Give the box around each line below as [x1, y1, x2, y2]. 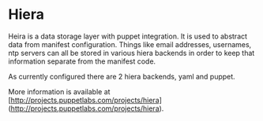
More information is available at [8, 86, 111, 96]
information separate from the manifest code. [8, 57, 156, 66]
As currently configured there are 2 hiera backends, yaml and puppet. [8, 71, 235, 81]
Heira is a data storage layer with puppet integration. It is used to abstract [8, 31, 247, 41]
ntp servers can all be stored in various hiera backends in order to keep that [8, 48, 255, 57]
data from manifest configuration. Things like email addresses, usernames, [8, 39, 252, 49]
